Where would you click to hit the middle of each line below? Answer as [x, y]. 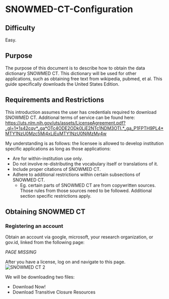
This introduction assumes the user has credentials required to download [81, 112]
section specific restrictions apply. [56, 196]
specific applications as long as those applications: [58, 148]
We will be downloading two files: [40, 277]
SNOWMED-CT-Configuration [69, 9]
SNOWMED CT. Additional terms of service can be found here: [70, 117]
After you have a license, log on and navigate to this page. [65, 262]
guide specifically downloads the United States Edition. [62, 84]
